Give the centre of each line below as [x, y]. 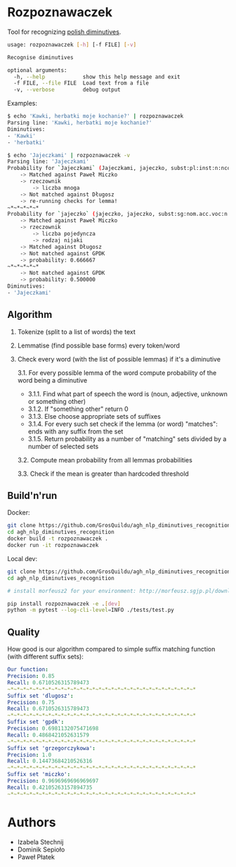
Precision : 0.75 [31, 702]
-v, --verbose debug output [67, 90]
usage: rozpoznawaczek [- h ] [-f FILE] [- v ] [72, 44]
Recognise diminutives [40, 57]
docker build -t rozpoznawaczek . [58, 539]
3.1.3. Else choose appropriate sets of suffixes [94, 416]
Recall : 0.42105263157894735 [50, 787]
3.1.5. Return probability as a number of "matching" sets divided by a [127, 438]
